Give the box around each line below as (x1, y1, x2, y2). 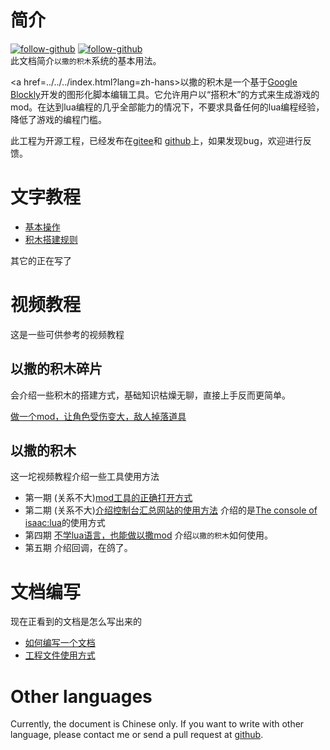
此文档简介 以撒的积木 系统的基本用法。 (10, 54, 162, 66)
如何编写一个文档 (24, 637, 96, 649)
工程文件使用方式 (24, 649, 96, 661)
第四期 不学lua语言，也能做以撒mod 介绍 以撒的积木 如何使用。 (24, 529, 273, 541)
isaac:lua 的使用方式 (24, 517, 106, 529)
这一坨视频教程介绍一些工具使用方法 (10, 471, 160, 483)
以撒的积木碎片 (10, 361, 103, 378)
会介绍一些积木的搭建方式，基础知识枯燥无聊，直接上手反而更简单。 (10, 389, 291, 401)
